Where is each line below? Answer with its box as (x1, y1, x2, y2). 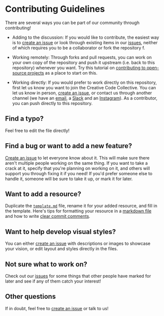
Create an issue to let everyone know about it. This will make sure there (5, 155, 150, 160)
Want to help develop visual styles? (5, 227, 116, 236)
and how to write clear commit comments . (5, 213, 90, 219)
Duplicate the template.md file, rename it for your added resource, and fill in (5, 203, 158, 209)
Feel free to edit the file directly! (5, 128, 70, 133)
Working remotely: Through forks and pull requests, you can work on (12, 54, 152, 60)
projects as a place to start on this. (27, 70, 98, 76)
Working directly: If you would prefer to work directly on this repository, (12, 79, 157, 85)
